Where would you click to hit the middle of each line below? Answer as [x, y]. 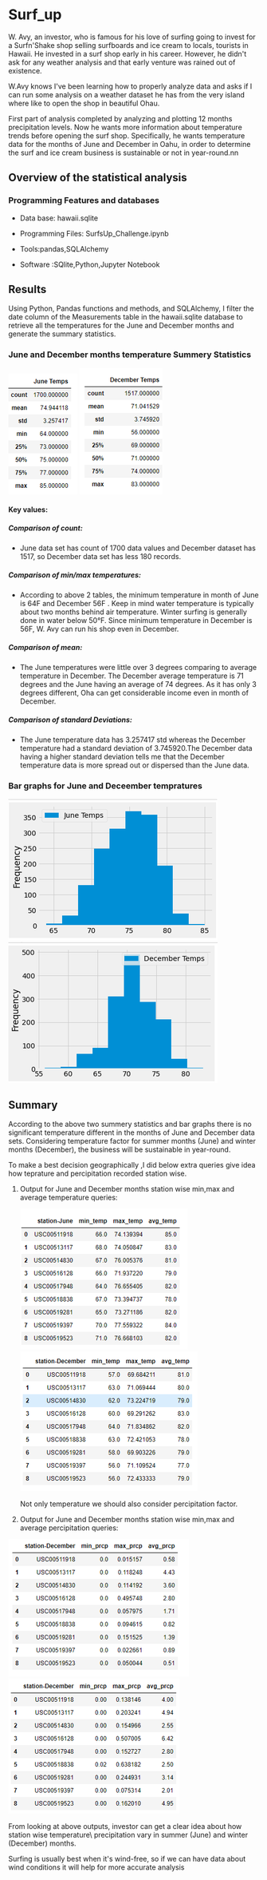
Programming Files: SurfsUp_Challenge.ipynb [94, 233]
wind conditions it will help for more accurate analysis [96, 1867]
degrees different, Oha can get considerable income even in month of [134, 693]
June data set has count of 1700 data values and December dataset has [138, 548]
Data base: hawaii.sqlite [59, 218]
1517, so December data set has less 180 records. [100, 557]
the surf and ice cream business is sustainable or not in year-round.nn [124, 153]
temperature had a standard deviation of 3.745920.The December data [136, 748]
